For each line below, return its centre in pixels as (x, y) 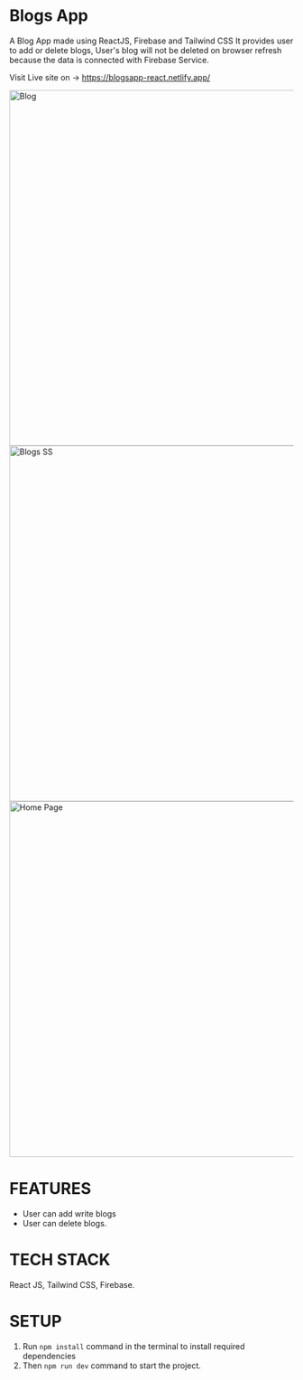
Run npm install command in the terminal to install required (133, 1346)
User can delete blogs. (64, 1223)
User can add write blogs (69, 1213)
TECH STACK (60, 1260)
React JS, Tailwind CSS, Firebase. (72, 1284)
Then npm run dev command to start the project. (111, 1366)
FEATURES (50, 1189)
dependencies (49, 1356)
